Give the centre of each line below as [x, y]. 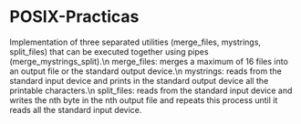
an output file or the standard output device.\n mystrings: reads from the [146, 71]
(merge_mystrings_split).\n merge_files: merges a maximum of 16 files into [149, 61]
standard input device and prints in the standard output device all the [139, 80]
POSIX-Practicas [74, 17]
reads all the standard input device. [76, 109]
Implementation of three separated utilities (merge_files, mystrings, [135, 42]
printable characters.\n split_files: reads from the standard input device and [151, 90]
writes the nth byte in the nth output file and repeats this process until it [144, 100]
